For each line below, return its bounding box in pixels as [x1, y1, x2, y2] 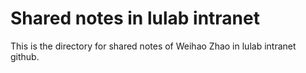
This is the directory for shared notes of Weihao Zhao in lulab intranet [10, 40, 297, 52]
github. [10, 50, 40, 62]
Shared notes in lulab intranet [10, 7, 260, 30]
